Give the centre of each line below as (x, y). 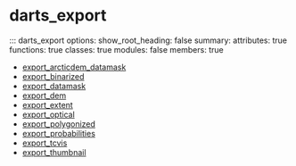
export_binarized (53, 76)
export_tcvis (45, 143)
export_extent (47, 104)
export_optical (49, 114)
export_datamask (54, 86)
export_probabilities (59, 133)
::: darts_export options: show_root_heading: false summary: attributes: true (148, 40)
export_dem (44, 95)
